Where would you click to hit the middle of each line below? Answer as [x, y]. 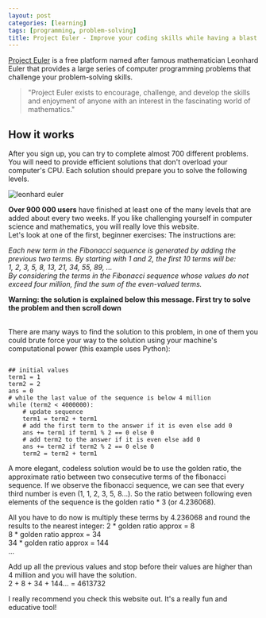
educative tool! [33, 608]
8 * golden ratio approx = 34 [55, 535]
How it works [41, 135]
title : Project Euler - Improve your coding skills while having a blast [133, 38]
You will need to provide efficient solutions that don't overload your [118, 162]
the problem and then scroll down [65, 308]
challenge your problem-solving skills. [71, 77]
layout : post [30, 15]
